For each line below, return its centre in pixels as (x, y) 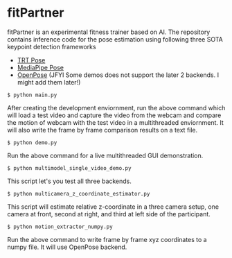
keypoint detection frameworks (52, 46)
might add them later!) (49, 82)
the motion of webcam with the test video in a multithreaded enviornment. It (115, 122)
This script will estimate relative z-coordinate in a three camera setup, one (113, 207)
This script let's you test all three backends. (69, 181)
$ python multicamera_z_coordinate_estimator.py (79, 193)
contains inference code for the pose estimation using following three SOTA (115, 39)
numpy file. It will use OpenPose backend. (67, 247)
